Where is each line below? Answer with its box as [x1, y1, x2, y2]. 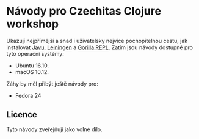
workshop [6, 17, 59, 31]
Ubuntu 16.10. [15, 62, 49, 69]
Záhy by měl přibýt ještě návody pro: [6, 80, 99, 87]
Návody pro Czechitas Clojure [6, 4, 162, 18]
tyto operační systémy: [6, 50, 64, 57]
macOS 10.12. [15, 68, 49, 75]
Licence [6, 109, 38, 120]
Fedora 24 [15, 92, 42, 99]
